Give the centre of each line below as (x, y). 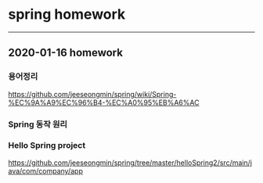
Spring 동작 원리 (38, 124)
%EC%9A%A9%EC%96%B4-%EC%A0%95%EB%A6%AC (104, 102)
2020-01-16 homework (66, 53)
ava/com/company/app (46, 170)
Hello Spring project (47, 145)
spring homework (67, 14)
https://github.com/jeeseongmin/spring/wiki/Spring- (92, 94)
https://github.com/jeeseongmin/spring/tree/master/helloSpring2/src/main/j (130, 163)
